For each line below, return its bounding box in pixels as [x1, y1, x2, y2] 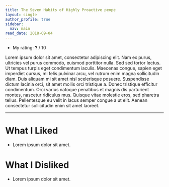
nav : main [10, 26, 30, 31]
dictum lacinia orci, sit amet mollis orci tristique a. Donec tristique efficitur [5, 81, 157, 87]
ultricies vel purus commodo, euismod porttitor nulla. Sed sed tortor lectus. [5, 60, 161, 66]
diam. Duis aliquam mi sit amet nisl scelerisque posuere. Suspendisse [5, 76, 149, 82]
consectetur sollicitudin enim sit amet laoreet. [5, 103, 100, 108]
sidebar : [5, 21, 24, 27]
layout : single [5, 12, 37, 17]
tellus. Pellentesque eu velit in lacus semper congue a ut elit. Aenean [5, 97, 148, 103]
